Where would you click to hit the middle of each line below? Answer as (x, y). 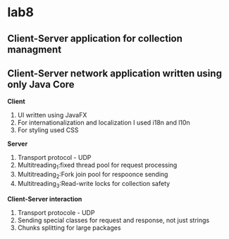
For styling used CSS (48, 130)
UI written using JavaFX (52, 115)
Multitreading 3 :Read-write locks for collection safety (94, 184)
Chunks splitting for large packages (69, 228)
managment (35, 49)
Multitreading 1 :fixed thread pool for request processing (97, 166)
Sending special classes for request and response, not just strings (113, 220)
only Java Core (41, 84)
